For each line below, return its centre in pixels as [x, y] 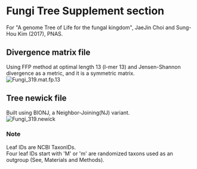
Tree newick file [36, 98]
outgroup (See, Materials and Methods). [55, 159]
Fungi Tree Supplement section [85, 11]
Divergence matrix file [48, 53]
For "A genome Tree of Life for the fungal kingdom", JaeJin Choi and [90, 27]
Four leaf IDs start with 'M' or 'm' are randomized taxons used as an [90, 154]
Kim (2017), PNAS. [40, 33]
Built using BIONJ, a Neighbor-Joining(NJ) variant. [68, 112]
